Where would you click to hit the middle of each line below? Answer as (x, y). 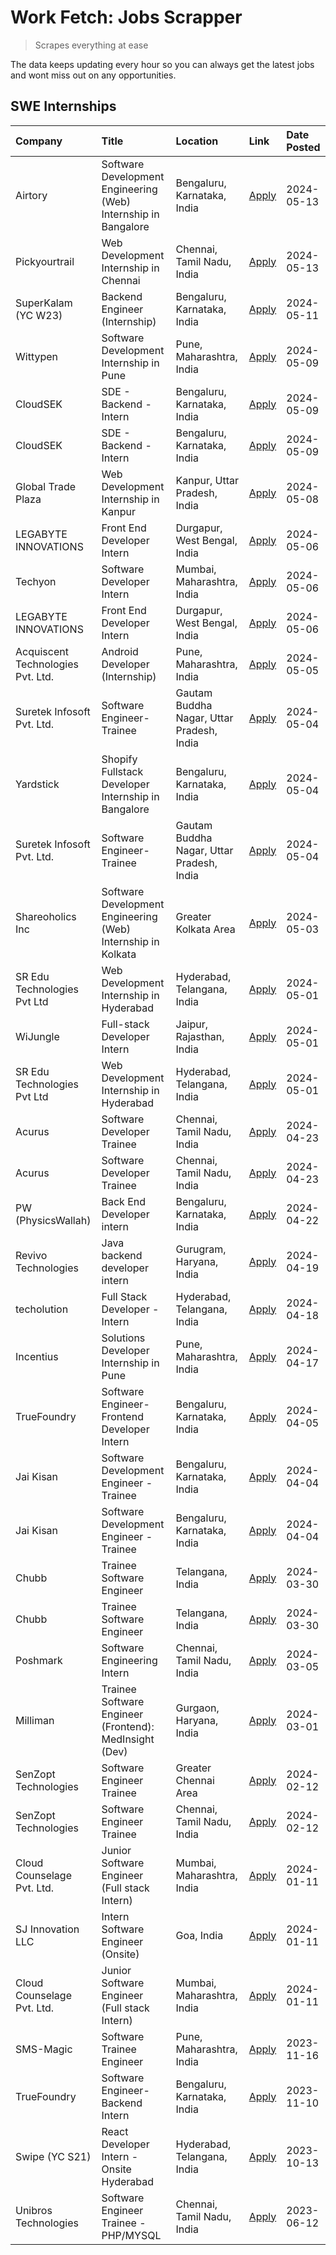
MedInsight (128, 1739)
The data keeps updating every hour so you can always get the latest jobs (162, 64)
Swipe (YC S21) (53, 2156)
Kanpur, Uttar (207, 480)
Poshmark (39, 1660)
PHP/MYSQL (131, 2235)
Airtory (31, 195)
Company (39, 141)
